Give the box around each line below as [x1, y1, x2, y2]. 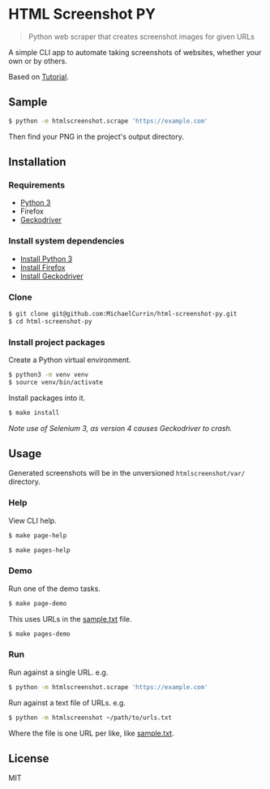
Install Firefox [19, 262, 66, 272]
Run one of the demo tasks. [8, 584, 101, 593]
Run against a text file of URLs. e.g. [8, 697, 126, 707]
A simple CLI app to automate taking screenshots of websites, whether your [8, 47, 262, 57]
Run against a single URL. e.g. [8, 667, 109, 677]
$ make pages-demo [8, 630, 71, 638]
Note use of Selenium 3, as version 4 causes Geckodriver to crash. [8, 423, 233, 433]
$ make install [8, 408, 60, 416]
